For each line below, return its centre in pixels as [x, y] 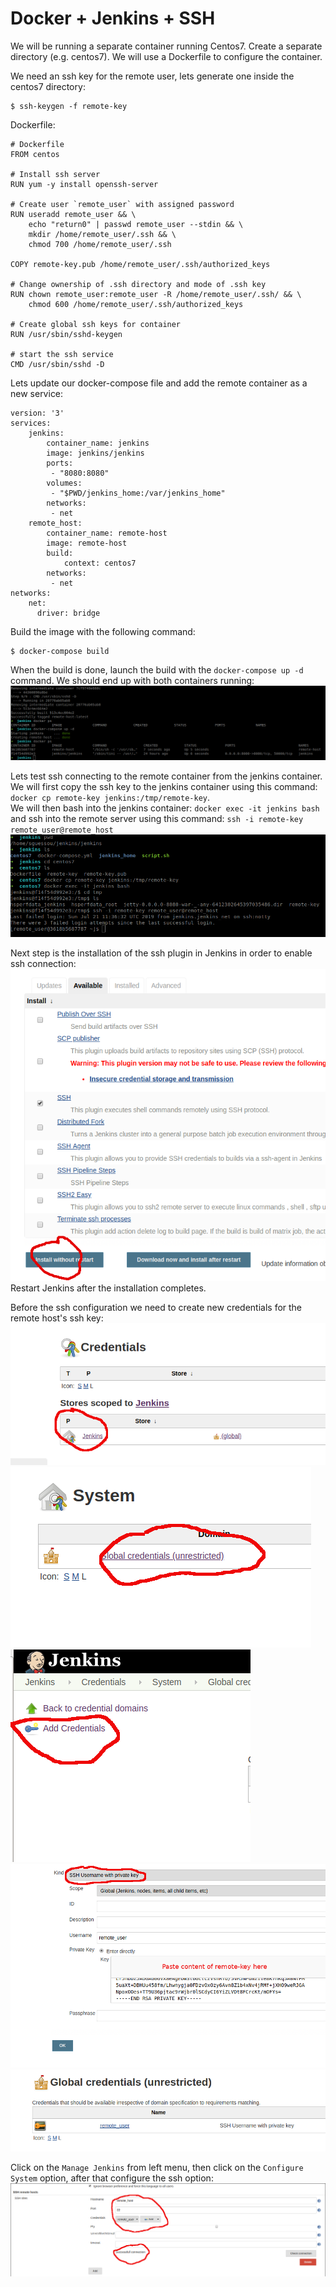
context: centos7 [100, 563]
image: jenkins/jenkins [95, 453]
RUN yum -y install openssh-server [84, 184]
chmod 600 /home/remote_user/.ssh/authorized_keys [136, 304]
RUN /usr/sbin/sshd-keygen [66, 334]
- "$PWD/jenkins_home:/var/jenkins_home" [138, 493]
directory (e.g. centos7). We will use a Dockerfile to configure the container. [166, 56]
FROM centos [35, 154]
